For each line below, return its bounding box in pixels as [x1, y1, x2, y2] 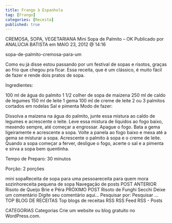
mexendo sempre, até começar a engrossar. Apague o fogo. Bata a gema [5, 124, 160, 130]
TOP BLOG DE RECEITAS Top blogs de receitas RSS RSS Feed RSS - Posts [5, 197, 163, 203]
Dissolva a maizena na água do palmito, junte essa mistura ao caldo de [5, 113, 156, 119]
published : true [5, 22, 40, 27]
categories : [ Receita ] [5, 17, 54, 22]
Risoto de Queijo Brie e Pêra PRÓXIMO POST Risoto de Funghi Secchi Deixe [5, 187, 166, 193]
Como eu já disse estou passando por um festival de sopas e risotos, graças [5, 61, 167, 67]
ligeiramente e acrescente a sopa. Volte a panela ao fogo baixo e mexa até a [5, 129, 167, 136]
